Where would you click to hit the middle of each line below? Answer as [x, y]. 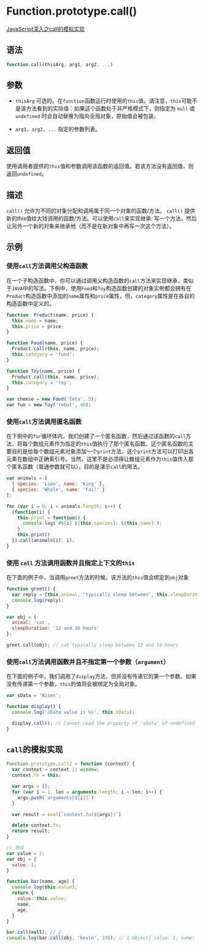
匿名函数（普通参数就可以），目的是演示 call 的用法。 [77, 467]
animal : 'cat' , [31, 623]
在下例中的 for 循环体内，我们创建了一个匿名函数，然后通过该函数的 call [96, 436]
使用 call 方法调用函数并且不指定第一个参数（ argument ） [88, 662]
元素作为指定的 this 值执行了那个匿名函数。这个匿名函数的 [116, 444]
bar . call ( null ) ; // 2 [34, 932]
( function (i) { [31, 512]
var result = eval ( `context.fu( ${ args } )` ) [67, 814]
